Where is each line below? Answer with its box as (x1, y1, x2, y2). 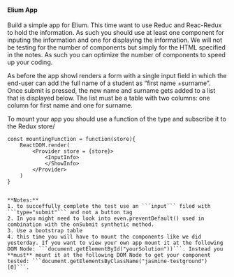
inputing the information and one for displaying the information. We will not (7, 36, 223, 45)
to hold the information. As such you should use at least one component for (7, 29, 225, 37)
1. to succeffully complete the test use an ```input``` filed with (7, 203, 211, 210)
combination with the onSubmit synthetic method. (7, 221, 155, 228)
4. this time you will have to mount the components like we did (7, 234, 201, 241)
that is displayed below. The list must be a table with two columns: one (7, 94, 211, 103)
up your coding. (7, 58, 53, 66)
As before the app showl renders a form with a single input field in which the (7, 72, 227, 80)
